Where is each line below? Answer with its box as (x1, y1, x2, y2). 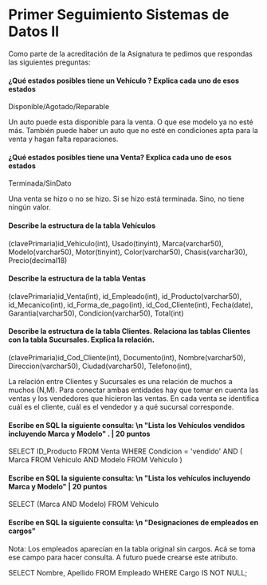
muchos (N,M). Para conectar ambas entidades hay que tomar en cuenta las (8, 385, 259, 395)
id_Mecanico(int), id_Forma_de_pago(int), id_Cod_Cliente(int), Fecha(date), (8, 300, 253, 309)
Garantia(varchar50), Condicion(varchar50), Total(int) (8, 308, 185, 318)
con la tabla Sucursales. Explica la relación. (8, 335, 155, 344)
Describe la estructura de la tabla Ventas (8, 273, 146, 284)
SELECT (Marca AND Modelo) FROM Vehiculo (8, 500, 159, 509)
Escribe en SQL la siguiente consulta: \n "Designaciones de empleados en (8, 517, 259, 527)
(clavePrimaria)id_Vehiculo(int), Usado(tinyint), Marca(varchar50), (8, 238, 224, 248)
